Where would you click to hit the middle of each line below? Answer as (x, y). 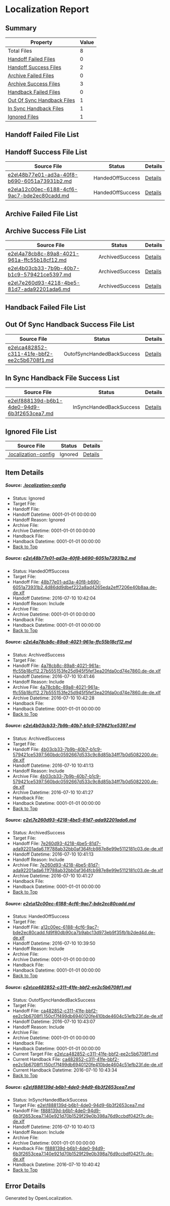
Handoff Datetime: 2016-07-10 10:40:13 (54, 1127)
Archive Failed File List (42, 214)
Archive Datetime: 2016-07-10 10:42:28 (53, 698)
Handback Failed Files (34, 92)
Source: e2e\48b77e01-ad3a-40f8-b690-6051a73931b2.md (71, 558)
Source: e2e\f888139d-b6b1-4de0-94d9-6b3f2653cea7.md (70, 1087)
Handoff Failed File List (42, 135)
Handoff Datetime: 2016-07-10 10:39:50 (54, 943)
